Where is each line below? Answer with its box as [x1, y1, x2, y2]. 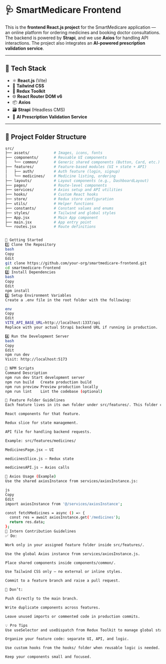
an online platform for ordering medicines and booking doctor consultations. [5, 29, 161, 35]
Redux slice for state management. [5, 421, 79, 425]
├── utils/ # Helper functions [5, 201, 94, 206]
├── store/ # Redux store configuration [5, 197, 114, 202]
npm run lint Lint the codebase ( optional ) [5, 389, 103, 394]
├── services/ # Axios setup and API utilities [5, 187, 123, 192]
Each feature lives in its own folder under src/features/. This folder [5, 403, 158, 408]
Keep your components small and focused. [5, 655, 92, 660]
